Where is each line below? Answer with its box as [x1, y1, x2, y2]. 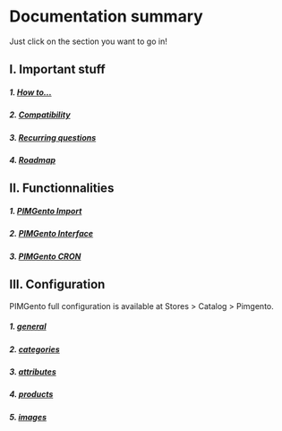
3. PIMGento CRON [9, 251, 81, 262]
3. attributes [9, 366, 56, 377]
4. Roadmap [9, 155, 56, 166]
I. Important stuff [9, 62, 106, 77]
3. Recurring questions [9, 132, 97, 142]
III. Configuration [9, 277, 106, 292]
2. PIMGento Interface [9, 228, 94, 239]
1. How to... [9, 87, 52, 98]
